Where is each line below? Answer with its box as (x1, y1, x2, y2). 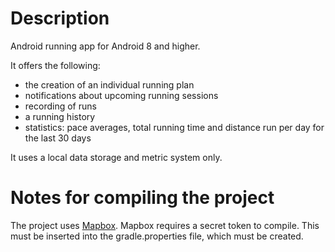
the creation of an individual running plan (24, 78, 195, 91)
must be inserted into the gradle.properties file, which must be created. (10, 230, 304, 242)
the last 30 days (24, 132, 92, 144)
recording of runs (24, 100, 97, 112)
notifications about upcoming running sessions (24, 89, 219, 101)
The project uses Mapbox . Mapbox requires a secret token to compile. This (10, 219, 320, 231)
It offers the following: (10, 59, 101, 71)
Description (10, 7, 110, 30)
